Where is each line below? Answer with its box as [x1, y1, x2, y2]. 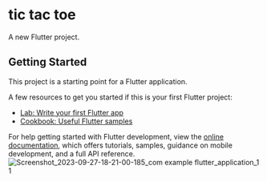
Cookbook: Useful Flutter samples [19, 116, 133, 126]
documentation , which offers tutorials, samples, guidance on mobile [8, 140, 233, 150]
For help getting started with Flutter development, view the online [8, 131, 225, 141]
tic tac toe [8, 6, 76, 24]
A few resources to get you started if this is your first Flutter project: [8, 92, 233, 102]
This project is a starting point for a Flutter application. [8, 76, 188, 86]
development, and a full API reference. [8, 148, 136, 158]
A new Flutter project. [8, 32, 80, 42]
